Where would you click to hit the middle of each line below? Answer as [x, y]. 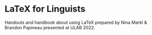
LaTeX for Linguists [45, 9]
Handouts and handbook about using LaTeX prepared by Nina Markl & [76, 22]
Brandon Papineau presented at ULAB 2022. [50, 27]
